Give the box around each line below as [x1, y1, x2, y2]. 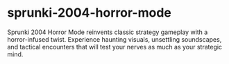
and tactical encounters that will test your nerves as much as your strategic [7, 42, 223, 51]
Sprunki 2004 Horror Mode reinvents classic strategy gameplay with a [7, 28, 208, 36]
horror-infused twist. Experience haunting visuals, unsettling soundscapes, [7, 35, 222, 43]
